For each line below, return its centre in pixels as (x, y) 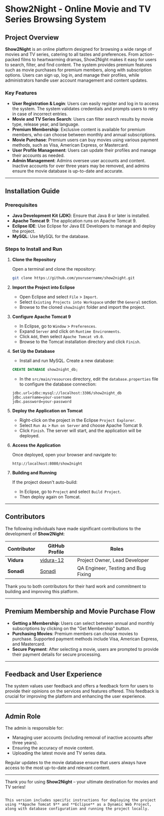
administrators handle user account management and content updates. (76, 80)
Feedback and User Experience (54, 675)
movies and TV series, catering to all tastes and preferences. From (72, 54)
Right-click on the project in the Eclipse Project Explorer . (78, 420)
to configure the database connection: (58, 384)
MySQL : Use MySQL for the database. (51, 236)
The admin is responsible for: (34, 728)
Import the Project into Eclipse (43, 287)
